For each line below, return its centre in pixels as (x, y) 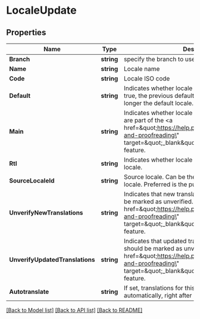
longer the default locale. (159, 103)
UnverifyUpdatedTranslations (52, 260)
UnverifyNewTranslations (46, 213)
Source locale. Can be (155, 177)
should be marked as (153, 248)
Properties (26, 32)
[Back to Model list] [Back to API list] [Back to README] (74, 310)
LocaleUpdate (41, 10)
